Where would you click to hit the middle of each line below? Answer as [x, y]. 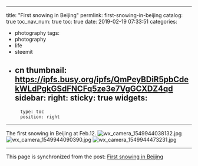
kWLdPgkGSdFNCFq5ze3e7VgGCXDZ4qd [94, 89]
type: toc [32, 112]
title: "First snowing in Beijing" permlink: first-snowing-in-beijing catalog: [95, 15]
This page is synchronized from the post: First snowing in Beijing [85, 157]
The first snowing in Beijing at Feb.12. [51, 133]
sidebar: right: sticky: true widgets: [81, 98]
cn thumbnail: [41, 71]
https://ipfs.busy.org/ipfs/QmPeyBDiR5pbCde [102, 79]
